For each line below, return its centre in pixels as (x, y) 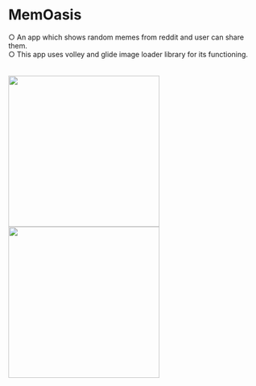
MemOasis (45, 15)
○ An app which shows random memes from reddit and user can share (126, 37)
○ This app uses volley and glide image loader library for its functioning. (128, 54)
